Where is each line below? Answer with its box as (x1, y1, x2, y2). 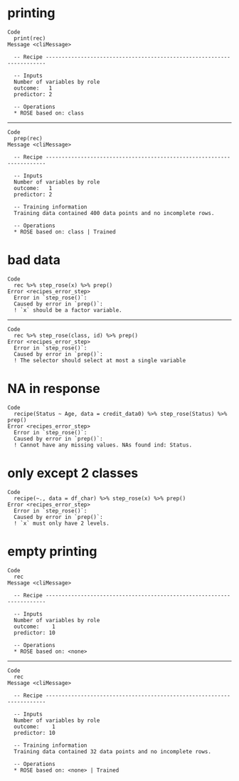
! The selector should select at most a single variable (14, 357, 186, 364)
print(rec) (14, 34, 46, 42)
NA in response (7, 381, 101, 397)
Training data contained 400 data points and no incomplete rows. (14, 209, 215, 216)
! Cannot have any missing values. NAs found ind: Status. (14, 441, 193, 449)
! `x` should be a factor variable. (14, 306, 122, 314)
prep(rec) (14, 135, 43, 142)
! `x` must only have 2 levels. (14, 520, 110, 527)
